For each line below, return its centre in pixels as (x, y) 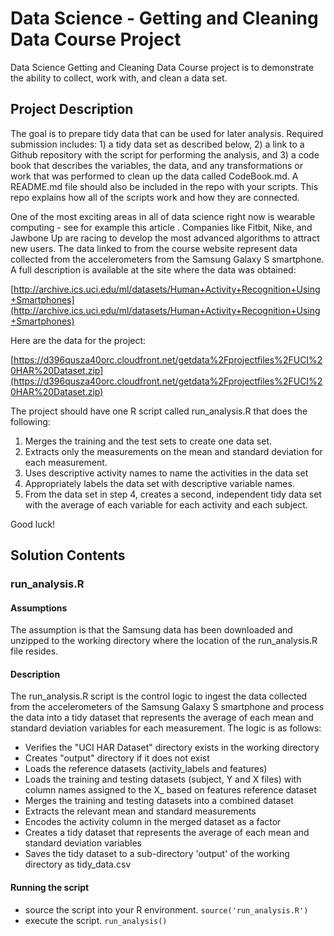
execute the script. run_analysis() (96, 920)
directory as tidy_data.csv (78, 864)
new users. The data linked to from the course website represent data (154, 248)
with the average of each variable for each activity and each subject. (166, 504)
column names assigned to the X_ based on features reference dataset (170, 790)
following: (30, 421)
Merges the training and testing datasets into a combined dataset (159, 801)
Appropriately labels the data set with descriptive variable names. (159, 483)
